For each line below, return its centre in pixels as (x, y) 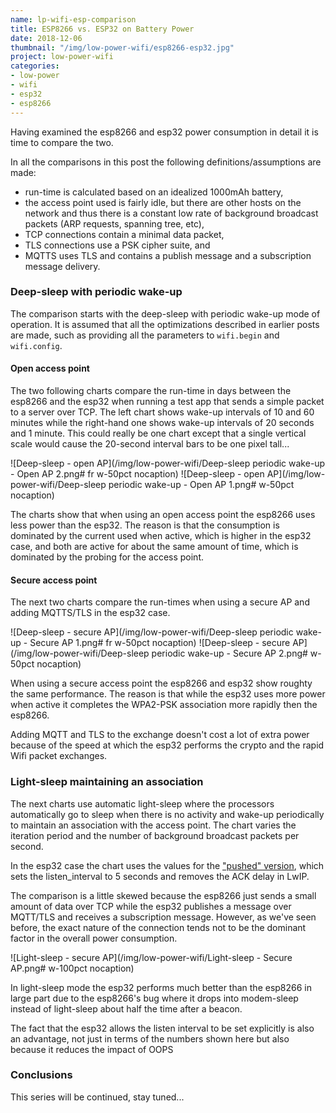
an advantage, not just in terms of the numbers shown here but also (150, 1038)
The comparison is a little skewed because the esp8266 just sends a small (163, 895)
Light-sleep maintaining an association (107, 782)
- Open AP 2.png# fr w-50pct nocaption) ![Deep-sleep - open (137, 474)
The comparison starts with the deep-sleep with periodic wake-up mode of (165, 313)
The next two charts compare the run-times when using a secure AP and (160, 602)
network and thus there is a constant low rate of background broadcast (171, 213)
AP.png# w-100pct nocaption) (72, 968)
